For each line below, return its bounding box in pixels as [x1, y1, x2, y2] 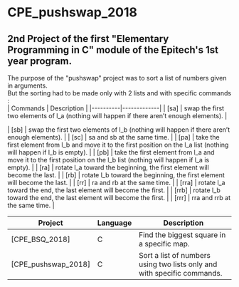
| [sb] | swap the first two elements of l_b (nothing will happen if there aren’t [7, 125, 230, 134]
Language [97, 218, 132, 228]
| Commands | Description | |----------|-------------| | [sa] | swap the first [7, 104, 225, 113]
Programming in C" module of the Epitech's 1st [7, 43, 219, 56]
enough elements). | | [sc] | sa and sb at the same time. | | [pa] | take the [7, 133, 220, 141]
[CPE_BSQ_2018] [11, 234, 70, 244]
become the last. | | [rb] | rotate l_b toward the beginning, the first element [7, 171, 225, 179]
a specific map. [138, 239, 190, 249]
